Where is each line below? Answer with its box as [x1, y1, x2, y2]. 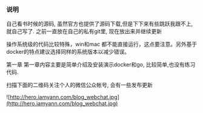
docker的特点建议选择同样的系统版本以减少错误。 [6, 48, 130, 56]
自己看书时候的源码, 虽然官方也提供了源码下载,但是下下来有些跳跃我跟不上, [6, 20, 193, 28]
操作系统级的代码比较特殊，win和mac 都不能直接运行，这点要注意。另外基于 [6, 40, 198, 48]
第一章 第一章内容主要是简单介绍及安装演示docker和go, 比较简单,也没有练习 [6, 61, 196, 68]
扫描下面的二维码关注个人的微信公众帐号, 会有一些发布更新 [6, 82, 153, 89]
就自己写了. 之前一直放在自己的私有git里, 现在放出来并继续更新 [6, 28, 162, 35]
